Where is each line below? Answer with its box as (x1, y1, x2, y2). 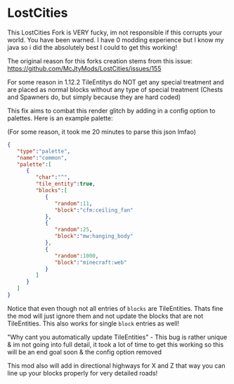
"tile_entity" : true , (35, 181, 96, 188)
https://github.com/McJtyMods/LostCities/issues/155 (7, 64, 162, 72)
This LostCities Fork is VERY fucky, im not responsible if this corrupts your (7, 28, 223, 37)
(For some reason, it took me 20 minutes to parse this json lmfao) (7, 127, 197, 136)
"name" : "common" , (16, 154, 68, 161)
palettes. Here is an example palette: (7, 114, 114, 122)
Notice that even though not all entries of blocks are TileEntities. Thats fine (7, 304, 223, 312)
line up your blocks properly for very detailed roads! (7, 369, 158, 377)
